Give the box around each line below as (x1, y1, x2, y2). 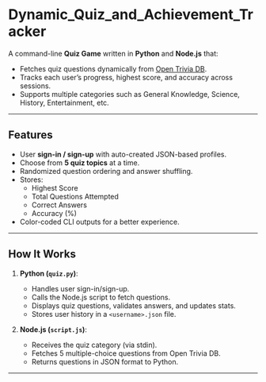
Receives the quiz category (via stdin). (31, 340, 158, 349)
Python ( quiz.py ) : (19, 268, 78, 278)
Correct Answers (31, 200, 87, 210)
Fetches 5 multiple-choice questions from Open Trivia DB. (31, 348, 221, 358)
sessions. (19, 81, 51, 91)
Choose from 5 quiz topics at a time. (19, 157, 140, 168)
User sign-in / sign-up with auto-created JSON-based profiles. (19, 149, 227, 159)
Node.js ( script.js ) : (19, 324, 87, 334)
